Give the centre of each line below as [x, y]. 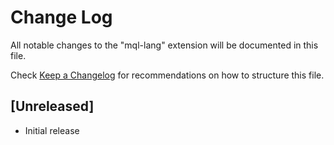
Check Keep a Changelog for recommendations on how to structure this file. [167, 75]
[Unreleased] [52, 106]
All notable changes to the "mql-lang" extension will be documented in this [164, 45]
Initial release [52, 130]
